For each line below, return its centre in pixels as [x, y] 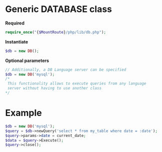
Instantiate [17, 41]
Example [23, 113]
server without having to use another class [54, 88]
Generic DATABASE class [59, 9]
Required [15, 23]
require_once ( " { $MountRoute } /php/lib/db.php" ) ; [56, 32]
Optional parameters [27, 60]
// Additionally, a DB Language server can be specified [66, 69]
